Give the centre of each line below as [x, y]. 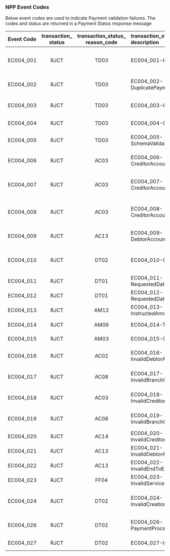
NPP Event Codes [27, 7]
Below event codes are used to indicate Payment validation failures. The [80, 18]
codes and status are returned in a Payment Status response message [78, 23]
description [145, 43]
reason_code [101, 43]
